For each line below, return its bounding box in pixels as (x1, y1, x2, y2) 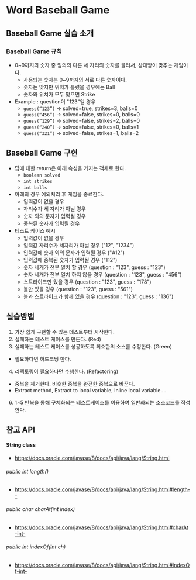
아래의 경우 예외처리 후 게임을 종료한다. (14, 191, 104, 198)
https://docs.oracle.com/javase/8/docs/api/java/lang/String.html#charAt (14, 524, 189, 531)
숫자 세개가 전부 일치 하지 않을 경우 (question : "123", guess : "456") (23, 271, 183, 278)
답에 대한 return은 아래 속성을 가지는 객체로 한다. (14, 164, 126, 171)
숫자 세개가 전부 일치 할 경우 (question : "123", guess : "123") (23, 264, 166, 271)
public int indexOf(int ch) (6, 543, 66, 550)
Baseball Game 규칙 (6, 47, 63, 56)
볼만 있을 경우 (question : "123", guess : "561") (23, 285, 133, 292)
